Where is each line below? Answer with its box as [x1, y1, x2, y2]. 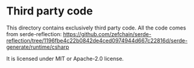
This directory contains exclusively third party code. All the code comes [6, 24, 187, 31]
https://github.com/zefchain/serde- [63, 30, 152, 37]
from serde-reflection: [6, 30, 62, 37]
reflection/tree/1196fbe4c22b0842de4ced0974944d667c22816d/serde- [6, 37, 188, 44]
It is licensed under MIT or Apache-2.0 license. [6, 55, 124, 62]
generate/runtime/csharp [6, 43, 69, 51]
